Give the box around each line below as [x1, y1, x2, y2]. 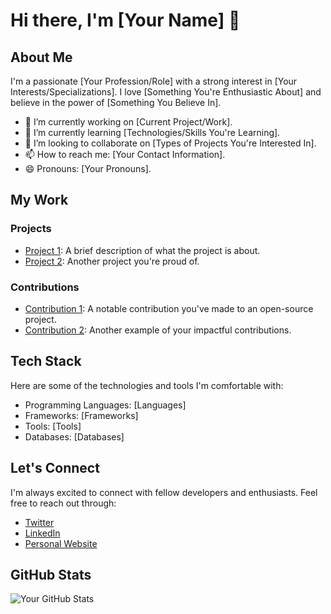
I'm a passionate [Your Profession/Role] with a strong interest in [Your [10, 75, 298, 87]
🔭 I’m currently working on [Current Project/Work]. [24, 116, 233, 128]
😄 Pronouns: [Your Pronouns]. [24, 163, 152, 174]
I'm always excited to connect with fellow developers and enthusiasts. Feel [10, 486, 318, 498]
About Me [10, 49, 73, 66]
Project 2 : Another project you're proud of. [24, 255, 200, 267]
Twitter [24, 516, 55, 528]
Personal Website [24, 537, 98, 549]
